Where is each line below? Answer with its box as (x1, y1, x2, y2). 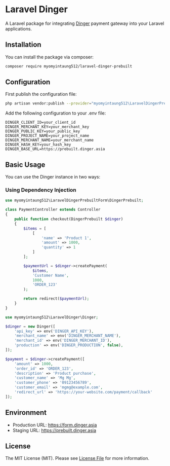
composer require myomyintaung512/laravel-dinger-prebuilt (5, 63, 133, 69)
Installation (5, 41, 41, 49)
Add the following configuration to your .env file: (5, 110, 106, 116)
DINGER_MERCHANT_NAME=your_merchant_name (5, 138, 94, 143)
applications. (5, 25, 32, 31)
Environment (5, 408, 47, 417)
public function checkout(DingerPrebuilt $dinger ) (14, 217, 123, 222)
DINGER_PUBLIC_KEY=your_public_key (5, 129, 80, 134)
